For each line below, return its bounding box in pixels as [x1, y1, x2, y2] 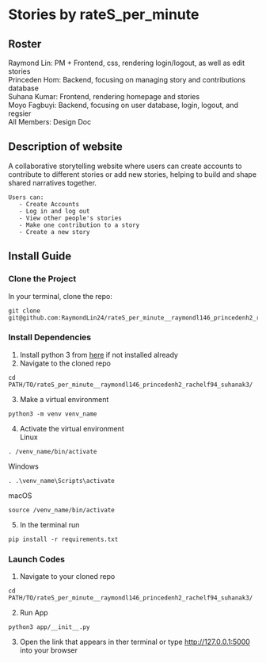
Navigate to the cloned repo [19, 358, 111, 368]
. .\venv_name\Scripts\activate [8, 477, 115, 485]
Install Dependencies [8, 331, 92, 343]
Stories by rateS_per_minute [8, 6, 199, 24]
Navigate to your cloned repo [19, 572, 116, 581]
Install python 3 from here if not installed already [19, 350, 178, 359]
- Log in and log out [18, 207, 90, 215]
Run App [19, 608, 49, 618]
